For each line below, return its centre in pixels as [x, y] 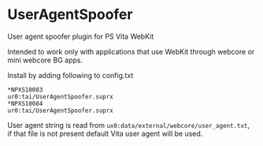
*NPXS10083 [25, 90]
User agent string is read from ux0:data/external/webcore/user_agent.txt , [128, 125]
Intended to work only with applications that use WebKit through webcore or [131, 51]
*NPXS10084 [25, 103]
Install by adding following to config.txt [70, 75]
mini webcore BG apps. [45, 60]
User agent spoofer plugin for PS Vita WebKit [81, 36]
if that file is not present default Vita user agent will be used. [105, 133]
